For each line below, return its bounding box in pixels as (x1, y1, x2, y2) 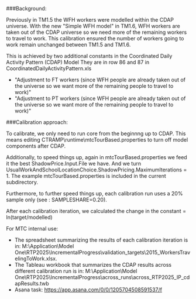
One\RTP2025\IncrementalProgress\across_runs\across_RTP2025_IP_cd (14, 274, 190, 280)
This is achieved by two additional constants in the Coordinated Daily (6, 53, 173, 59)
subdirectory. (6, 178, 39, 185)
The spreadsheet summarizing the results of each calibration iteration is (14, 236, 188, 243)
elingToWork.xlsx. (14, 255, 57, 262)
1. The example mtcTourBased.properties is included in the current (6, 173, 167, 179)
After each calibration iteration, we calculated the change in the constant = (6, 208, 186, 214)
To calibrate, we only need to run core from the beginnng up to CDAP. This (6, 130, 186, 137)
